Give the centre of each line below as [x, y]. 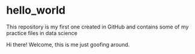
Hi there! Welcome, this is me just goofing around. [68, 45]
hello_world [36, 10]
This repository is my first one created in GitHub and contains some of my [97, 27]
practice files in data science [42, 33]
